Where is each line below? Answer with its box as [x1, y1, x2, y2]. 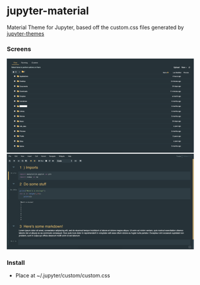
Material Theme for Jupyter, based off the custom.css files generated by [7, 24, 185, 31]
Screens [7, 44, 31, 53]
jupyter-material [7, 4, 90, 18]
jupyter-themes [7, 30, 45, 37]
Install [7, 258, 26, 267]
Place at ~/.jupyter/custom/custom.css [15, 272, 110, 279]
